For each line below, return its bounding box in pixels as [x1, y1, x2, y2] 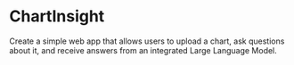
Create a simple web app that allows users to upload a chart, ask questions [9, 36, 285, 46]
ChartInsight [9, 6, 105, 27]
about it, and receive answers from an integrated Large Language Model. [9, 45, 278, 55]
